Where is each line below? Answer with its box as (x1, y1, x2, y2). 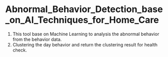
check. (12, 47, 27, 53)
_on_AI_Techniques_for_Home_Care (5, 14, 159, 26)
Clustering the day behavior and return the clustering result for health (12, 41, 158, 47)
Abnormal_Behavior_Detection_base (5, 4, 163, 15)
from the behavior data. (12, 36, 62, 42)
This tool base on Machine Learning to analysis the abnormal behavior (12, 31, 159, 37)
